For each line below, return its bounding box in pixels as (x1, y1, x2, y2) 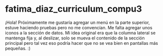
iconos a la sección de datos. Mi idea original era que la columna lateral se (5, 30, 156, 36)
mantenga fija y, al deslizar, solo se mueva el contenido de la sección (5, 35, 145, 41)
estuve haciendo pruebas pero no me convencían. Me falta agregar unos (5, 24, 153, 30)
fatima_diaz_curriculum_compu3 (5, 3, 142, 15)
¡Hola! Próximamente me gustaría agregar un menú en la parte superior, (5, 19, 150, 25)
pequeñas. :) (5, 45, 31, 51)
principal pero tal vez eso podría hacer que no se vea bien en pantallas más (5, 40, 158, 46)
